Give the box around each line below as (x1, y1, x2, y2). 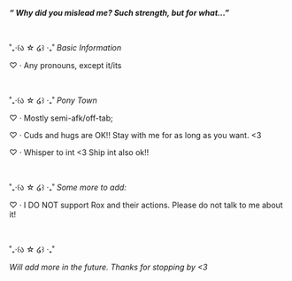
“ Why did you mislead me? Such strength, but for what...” (9, 8, 230, 18)
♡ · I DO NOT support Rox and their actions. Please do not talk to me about (9, 199, 283, 210)
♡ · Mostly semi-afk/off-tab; (9, 113, 113, 123)
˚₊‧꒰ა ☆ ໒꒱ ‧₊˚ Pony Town (9, 95, 97, 105)
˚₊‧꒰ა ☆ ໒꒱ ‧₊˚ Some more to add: (9, 182, 127, 192)
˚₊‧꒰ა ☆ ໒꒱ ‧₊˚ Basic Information (9, 43, 122, 52)
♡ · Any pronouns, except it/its (9, 60, 122, 70)
